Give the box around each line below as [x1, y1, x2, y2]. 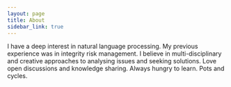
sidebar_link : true [7, 23, 64, 30]
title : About [7, 17, 45, 24]
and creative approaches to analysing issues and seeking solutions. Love [7, 57, 217, 65]
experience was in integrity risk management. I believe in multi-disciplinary [7, 49, 222, 58]
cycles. [7, 72, 28, 80]
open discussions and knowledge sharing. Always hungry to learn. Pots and [7, 64, 225, 73]
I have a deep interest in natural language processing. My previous [7, 42, 198, 51]
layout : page [7, 10, 45, 17]
